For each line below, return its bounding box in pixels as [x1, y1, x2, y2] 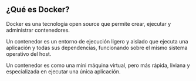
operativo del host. [6, 50, 52, 58]
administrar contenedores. [6, 26, 70, 33]
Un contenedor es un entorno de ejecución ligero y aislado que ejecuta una [6, 38, 188, 45]
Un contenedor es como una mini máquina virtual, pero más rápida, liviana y [6, 62, 190, 69]
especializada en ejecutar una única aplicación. [6, 67, 121, 75]
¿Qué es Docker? [6, 5, 70, 15]
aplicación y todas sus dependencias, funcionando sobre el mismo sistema [6, 44, 188, 51]
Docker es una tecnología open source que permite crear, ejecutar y [6, 20, 171, 27]
